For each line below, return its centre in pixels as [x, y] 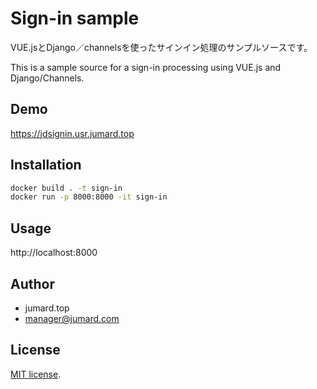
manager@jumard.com [72, 318]
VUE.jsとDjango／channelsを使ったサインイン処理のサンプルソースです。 [161, 47]
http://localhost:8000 [54, 253]
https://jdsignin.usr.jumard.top [72, 133]
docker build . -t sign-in [66, 188]
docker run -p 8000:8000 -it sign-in [89, 197]
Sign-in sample [75, 18]
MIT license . [36, 374]
